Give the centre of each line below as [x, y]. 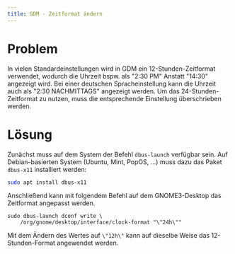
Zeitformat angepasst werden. [51, 203]
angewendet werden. [87, 243]
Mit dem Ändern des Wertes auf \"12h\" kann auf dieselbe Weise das [109, 236]
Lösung [30, 134]
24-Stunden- [200, 91]
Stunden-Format [31, 243]
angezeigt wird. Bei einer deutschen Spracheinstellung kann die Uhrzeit [111, 83]
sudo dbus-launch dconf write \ [55, 217]
